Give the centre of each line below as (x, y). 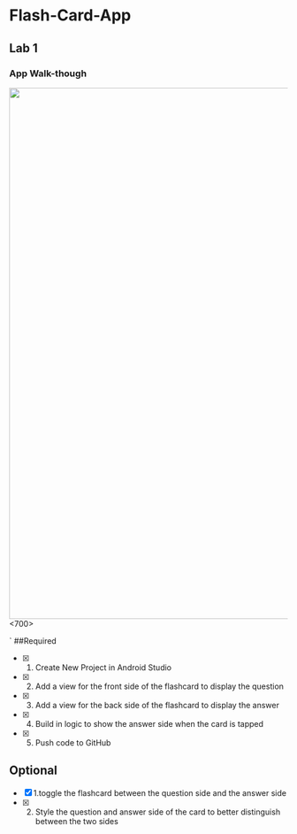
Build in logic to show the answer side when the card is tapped (149, 723)
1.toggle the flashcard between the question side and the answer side (160, 792)
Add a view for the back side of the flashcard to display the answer (157, 705)
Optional (33, 771)
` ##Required (33, 641)
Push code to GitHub (73, 742)
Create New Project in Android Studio (103, 667)
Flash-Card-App (70, 15)
